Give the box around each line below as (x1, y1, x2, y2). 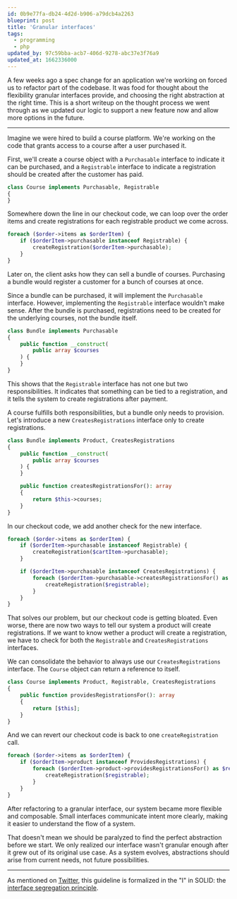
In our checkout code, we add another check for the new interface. (7, 521, 202, 530)
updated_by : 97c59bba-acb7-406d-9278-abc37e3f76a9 (7, 50, 159, 57)
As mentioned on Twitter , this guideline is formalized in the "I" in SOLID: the (7, 876, 226, 884)
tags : (7, 30, 23, 37)
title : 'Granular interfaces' (7, 23, 97, 30)
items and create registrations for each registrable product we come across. (7, 217, 229, 226)
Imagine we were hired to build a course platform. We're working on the (7, 134, 216, 142)
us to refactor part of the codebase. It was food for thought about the (7, 83, 209, 92)
